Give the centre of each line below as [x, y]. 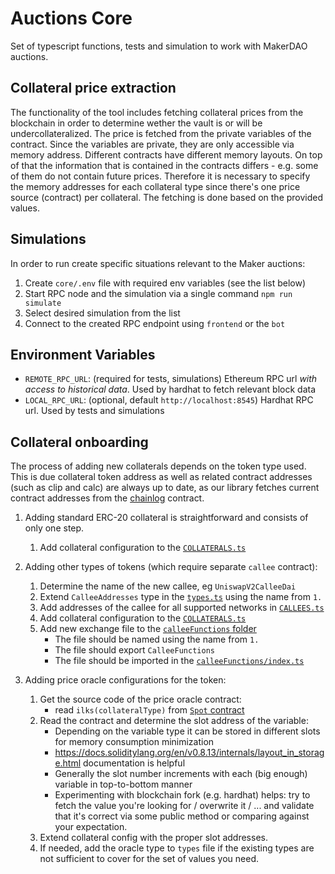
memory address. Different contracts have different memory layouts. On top [166, 154]
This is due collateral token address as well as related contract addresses [161, 477]
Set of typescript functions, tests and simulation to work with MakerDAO [159, 46]
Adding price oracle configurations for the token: [125, 680]
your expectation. [91, 827]
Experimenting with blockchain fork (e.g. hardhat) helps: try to [182, 795]
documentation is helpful [134, 763]
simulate [43, 303]
